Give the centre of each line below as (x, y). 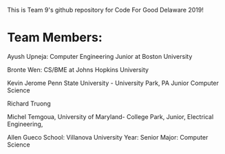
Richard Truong (29, 103)
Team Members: (55, 38)
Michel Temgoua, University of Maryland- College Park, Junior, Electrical (110, 116)
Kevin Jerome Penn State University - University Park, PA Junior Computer (113, 83)
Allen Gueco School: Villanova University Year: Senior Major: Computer (108, 137)
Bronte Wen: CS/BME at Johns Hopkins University (78, 69)
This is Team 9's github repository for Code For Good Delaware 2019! (106, 10)
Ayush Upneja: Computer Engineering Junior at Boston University (100, 56)
